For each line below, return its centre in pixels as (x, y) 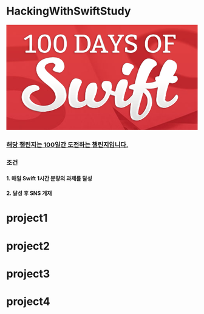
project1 (27, 218)
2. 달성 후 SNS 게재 (29, 193)
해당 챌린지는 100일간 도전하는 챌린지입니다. (67, 145)
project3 (28, 274)
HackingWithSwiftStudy (69, 11)
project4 (28, 301)
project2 (28, 246)
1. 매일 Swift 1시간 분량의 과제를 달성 (49, 178)
